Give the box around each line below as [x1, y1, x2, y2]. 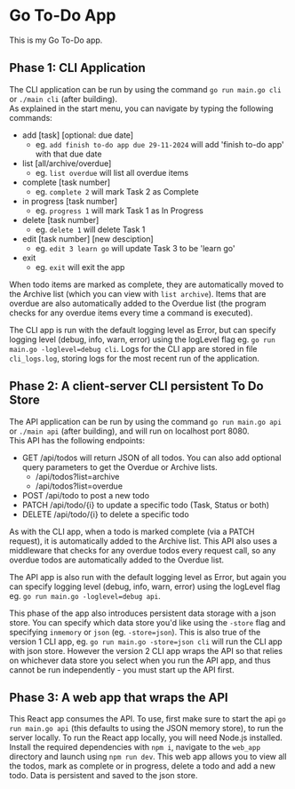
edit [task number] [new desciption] [21, 233, 154, 244]
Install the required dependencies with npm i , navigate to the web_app [9, 742, 260, 753]
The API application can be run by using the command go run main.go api [9, 416, 283, 426]
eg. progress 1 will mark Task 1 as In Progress [35, 205, 204, 216]
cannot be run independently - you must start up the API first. [9, 664, 235, 675]
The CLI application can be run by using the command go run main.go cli [9, 84, 282, 94]
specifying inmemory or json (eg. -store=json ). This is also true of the [9, 626, 261, 637]
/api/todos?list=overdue [35, 481, 123, 491]
